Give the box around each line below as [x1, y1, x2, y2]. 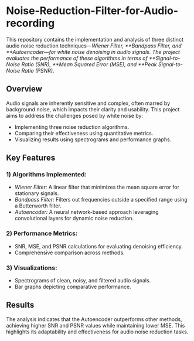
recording [6, 16, 55, 30]
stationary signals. [14, 190, 59, 197]
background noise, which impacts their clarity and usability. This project [6, 105, 180, 112]
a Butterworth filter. [14, 202, 62, 209]
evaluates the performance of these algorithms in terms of [6, 54, 148, 62]
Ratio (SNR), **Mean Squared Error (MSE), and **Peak [21, 60, 157, 68]
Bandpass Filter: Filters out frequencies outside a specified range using [14, 196, 188, 203]
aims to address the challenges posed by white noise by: [6, 112, 144, 119]
